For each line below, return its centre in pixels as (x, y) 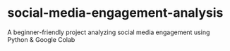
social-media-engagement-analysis (115, 13)
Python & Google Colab (41, 39)
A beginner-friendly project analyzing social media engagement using (109, 32)
